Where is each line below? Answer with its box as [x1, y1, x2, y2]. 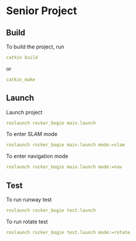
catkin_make [6, 77, 35, 82]
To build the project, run [6, 43, 65, 50]
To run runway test [6, 196, 52, 203]
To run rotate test [6, 218, 48, 225]
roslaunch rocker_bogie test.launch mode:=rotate [6, 229, 131, 235]
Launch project [6, 108, 43, 115]
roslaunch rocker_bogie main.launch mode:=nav [6, 164, 122, 170]
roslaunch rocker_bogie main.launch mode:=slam [6, 142, 125, 148]
